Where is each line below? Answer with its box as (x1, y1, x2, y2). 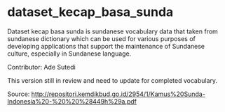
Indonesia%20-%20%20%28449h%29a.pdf (7, 97, 137, 105)
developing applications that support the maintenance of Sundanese (7, 42, 205, 50)
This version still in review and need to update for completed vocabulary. (7, 76, 218, 84)
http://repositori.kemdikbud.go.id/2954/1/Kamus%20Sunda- (31, 90, 205, 98)
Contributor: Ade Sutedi (7, 63, 76, 71)
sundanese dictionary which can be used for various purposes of (7, 34, 196, 42)
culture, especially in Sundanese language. (7, 49, 132, 58)
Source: (7, 90, 30, 98)
